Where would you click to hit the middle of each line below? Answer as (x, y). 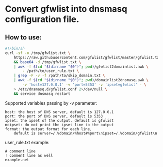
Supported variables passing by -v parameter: (51, 103)
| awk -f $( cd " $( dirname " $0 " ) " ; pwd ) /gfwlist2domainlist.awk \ (81, 67)
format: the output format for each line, (49, 129)
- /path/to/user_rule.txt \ (51, 71)
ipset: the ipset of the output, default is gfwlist (59, 120)
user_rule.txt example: (27, 142)
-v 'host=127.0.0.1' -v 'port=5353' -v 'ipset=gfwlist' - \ (84, 85)
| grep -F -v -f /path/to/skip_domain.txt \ (59, 76)
